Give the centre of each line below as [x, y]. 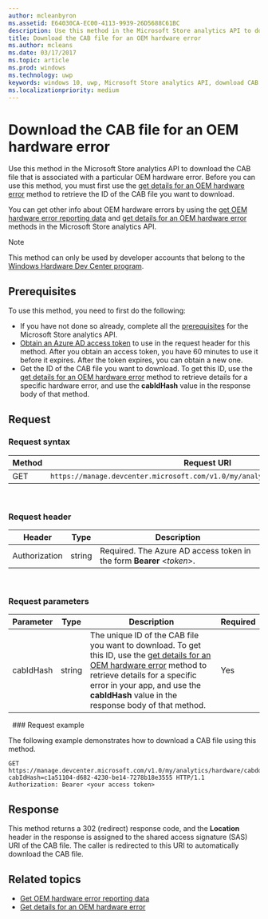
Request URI [207, 462]
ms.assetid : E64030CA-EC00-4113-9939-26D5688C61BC [94, 23]
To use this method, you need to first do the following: [97, 311]
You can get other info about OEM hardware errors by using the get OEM [128, 210]
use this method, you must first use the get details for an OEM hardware [126, 186]
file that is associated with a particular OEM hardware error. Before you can [132, 178]
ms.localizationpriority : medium [64, 90]
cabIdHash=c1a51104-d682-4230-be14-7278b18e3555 [91, 778]
